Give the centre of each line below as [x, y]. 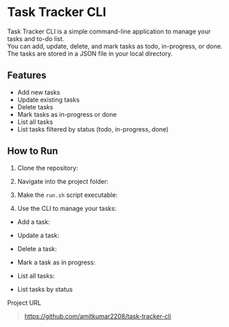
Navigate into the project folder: [63, 181]
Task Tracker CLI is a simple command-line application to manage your [109, 31]
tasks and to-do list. [36, 38]
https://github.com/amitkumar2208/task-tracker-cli [98, 316]
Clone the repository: [48, 168]
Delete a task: [37, 248]
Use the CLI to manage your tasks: [67, 208]
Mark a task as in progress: [56, 262]
